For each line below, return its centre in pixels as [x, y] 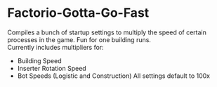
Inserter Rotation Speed [52, 68]
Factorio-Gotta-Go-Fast [78, 13]
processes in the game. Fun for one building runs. [79, 39]
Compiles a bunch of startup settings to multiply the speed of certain [107, 32]
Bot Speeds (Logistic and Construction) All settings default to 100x [114, 76]
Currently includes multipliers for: [55, 47]
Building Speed [39, 60]
